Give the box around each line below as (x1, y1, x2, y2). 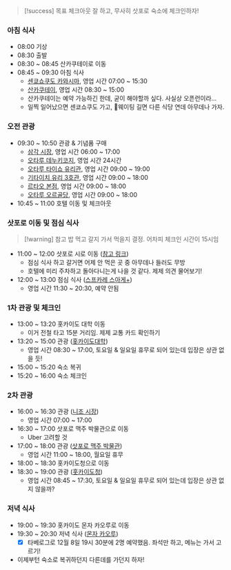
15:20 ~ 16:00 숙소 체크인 (17, 371, 88, 380)
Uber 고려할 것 (27, 434, 68, 442)
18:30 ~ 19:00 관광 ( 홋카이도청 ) (17, 468, 103, 476)
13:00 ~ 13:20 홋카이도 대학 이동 (17, 320, 106, 328)
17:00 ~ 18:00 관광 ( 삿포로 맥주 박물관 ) (17, 442, 123, 450)
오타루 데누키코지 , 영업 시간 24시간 (27, 156, 122, 164)
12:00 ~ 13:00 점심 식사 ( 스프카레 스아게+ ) (17, 275, 132, 283)
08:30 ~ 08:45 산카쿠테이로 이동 (17, 60, 107, 68)
